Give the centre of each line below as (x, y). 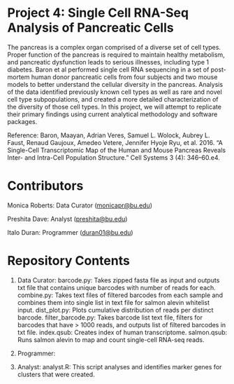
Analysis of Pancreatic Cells (90, 28)
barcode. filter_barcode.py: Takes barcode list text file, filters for (110, 317)
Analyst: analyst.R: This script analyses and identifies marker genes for (119, 366)
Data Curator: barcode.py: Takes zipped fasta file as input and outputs (118, 280)
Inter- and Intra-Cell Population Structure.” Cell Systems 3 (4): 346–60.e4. (114, 157)
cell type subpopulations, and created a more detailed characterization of (113, 99)
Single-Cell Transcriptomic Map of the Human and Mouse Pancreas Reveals (116, 150)
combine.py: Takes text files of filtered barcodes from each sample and (120, 295)
